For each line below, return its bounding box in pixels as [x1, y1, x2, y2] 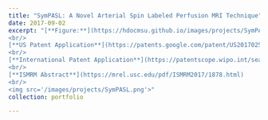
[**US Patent [8, 41, 52, 49]
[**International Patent [8, 56, 91, 64]
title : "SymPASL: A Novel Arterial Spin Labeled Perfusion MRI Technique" [8, 11, 262, 20]
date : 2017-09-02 [8, 19, 66, 27]
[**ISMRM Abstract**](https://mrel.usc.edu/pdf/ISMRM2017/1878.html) [8, 71, 245, 79]
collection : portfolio [8, 93, 84, 101]
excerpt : [8, 26, 37, 34]
